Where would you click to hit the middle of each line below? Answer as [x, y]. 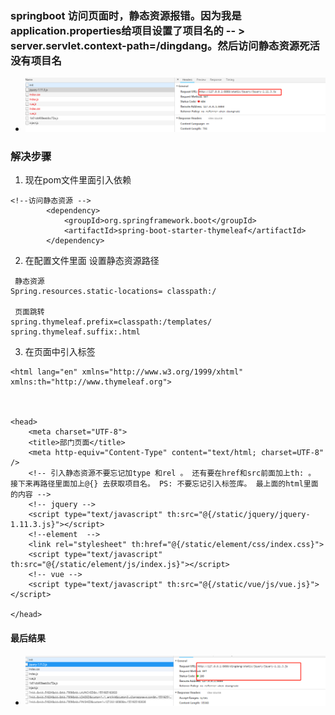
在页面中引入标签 [60, 352]
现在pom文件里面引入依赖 [78, 180]
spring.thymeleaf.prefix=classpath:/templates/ [111, 322]
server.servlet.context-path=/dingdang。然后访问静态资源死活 [165, 45]
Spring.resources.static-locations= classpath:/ [113, 292]
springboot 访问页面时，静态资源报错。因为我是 [126, 15]
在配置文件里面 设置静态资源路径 [92, 261]
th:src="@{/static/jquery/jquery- [238, 515]
